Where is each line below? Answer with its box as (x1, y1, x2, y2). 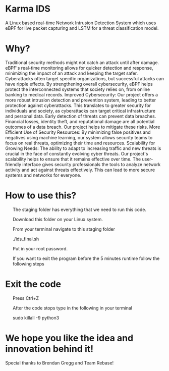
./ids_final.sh (12, 236, 39, 242)
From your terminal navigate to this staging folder (12, 226, 115, 232)
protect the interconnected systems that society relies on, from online (5, 86, 150, 92)
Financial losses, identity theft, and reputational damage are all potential (5, 118, 155, 124)
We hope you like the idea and (5, 332, 134, 344)
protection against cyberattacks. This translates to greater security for (5, 102, 151, 109)
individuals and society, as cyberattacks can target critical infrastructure (5, 108, 155, 114)
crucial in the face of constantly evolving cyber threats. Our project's (5, 150, 148, 156)
